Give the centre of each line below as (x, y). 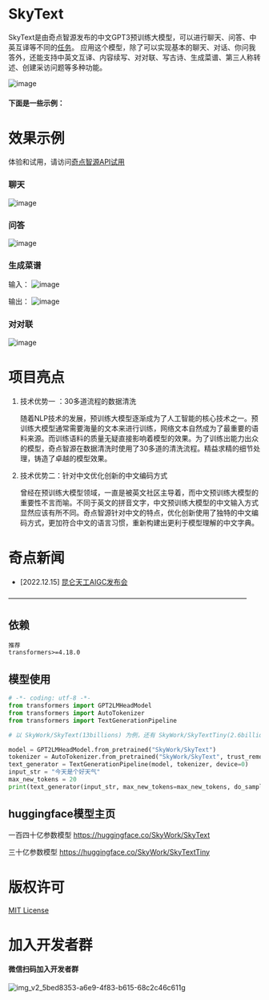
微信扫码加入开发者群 (43, 969)
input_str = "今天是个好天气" (54, 772)
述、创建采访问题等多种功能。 (57, 67)
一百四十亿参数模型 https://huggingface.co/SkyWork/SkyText (109, 835)
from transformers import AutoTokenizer (77, 713)
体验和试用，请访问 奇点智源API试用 (67, 162)
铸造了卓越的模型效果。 (73, 458)
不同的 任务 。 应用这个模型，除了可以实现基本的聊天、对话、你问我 (146, 47)
